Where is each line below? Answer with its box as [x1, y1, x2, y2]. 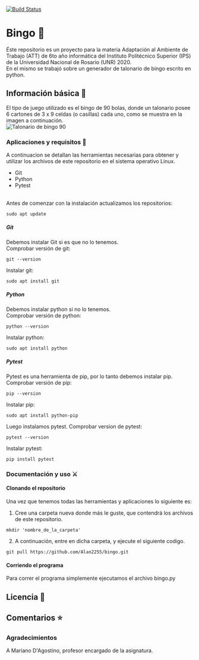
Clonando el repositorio [6, 484, 65, 492]
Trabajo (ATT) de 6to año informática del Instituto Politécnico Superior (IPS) [6, 52, 191, 59]
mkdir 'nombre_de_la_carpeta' [6, 527, 81, 534]
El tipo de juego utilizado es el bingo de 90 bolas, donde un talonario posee [6, 104, 191, 111]
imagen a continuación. [6, 116, 64, 124]
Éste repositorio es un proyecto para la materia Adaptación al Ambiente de [6, 46, 188, 53]
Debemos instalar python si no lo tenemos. [6, 306, 111, 313]
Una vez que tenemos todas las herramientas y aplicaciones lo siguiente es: [6, 498, 192, 505]
